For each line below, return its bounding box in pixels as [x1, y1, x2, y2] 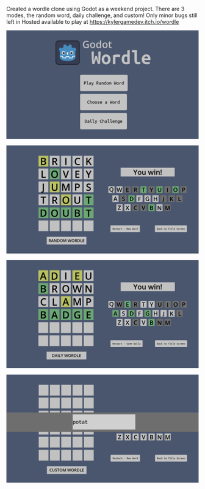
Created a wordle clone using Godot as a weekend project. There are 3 [6, 6, 185, 12]
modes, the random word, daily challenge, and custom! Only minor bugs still [6, 12, 198, 19]
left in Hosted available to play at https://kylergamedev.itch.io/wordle [6, 18, 179, 25]
